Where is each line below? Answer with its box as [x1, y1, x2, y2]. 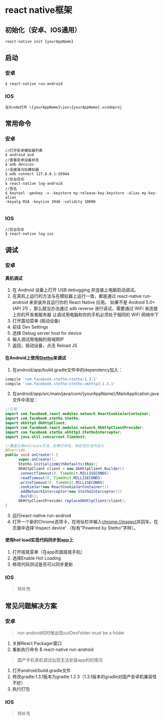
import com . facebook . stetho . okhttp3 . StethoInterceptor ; [5, 430, 122, 435]
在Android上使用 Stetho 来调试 [5, 355, 66, 361]
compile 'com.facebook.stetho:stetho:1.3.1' [5, 376, 98, 382]
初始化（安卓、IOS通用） [5, 26, 81, 34]
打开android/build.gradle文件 [12, 668, 71, 673]
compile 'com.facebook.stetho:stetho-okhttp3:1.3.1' [5, 381, 116, 386]
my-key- [141, 191, 158, 196]
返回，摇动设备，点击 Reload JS [12, 343, 77, 349]
